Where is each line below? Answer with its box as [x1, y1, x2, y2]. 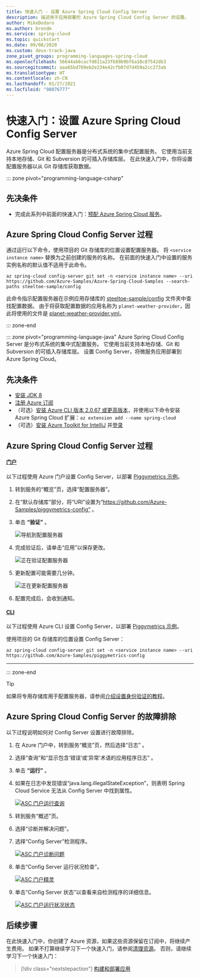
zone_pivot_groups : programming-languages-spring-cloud [6, 53, 148, 59]
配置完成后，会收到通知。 [14, 594, 78, 602]
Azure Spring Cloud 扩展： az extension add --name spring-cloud [14, 414, 177, 421]
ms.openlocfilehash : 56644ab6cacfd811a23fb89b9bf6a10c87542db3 [6, 59, 167, 65]
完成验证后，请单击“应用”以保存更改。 [14, 544, 109, 551]
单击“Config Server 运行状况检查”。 [14, 863, 102, 870]
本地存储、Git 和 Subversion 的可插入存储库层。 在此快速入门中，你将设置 [11, 155, 193, 162]
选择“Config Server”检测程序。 [14, 838, 90, 845]
